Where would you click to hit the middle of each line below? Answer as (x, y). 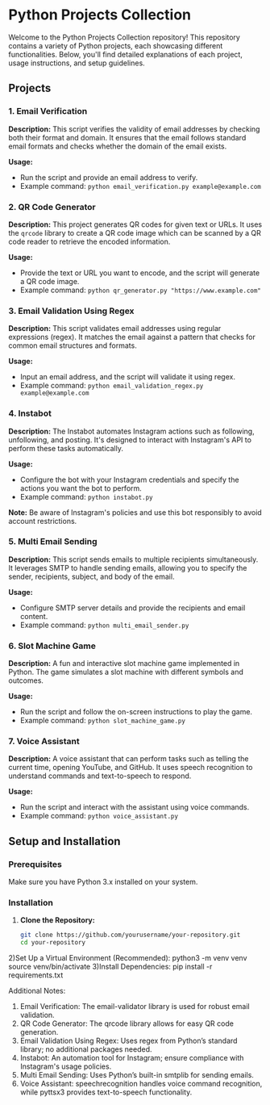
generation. (39, 1032)
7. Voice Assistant (44, 742)
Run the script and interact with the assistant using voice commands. (135, 807)
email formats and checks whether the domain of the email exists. (118, 146)
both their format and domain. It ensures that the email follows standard (127, 137)
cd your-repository (53, 943)
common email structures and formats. (73, 345)
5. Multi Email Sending (53, 542)
